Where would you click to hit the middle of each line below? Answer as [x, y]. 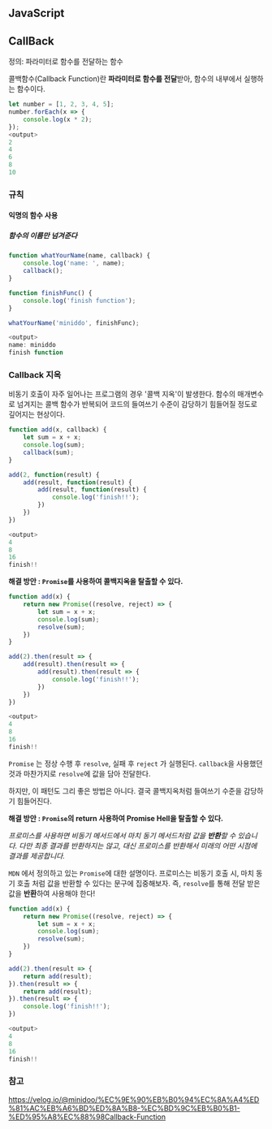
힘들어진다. [35, 801]
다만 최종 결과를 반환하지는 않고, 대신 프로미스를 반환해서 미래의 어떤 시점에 [138, 846]
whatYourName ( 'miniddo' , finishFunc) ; [74, 323]
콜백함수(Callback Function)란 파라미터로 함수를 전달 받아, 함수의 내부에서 [125, 79]
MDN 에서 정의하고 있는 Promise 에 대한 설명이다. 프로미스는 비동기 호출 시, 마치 [131, 873]
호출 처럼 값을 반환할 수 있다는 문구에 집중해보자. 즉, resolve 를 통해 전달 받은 [138, 883]
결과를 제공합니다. [37, 855]
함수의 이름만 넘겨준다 [43, 236]
